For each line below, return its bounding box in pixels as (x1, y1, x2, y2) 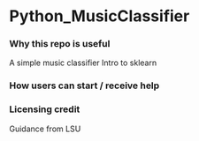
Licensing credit (9, 103, 80, 115)
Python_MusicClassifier (9, 6, 190, 26)
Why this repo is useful (9, 38, 111, 50)
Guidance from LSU (9, 123, 81, 134)
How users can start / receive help (9, 79, 160, 92)
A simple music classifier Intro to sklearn (9, 57, 157, 68)
